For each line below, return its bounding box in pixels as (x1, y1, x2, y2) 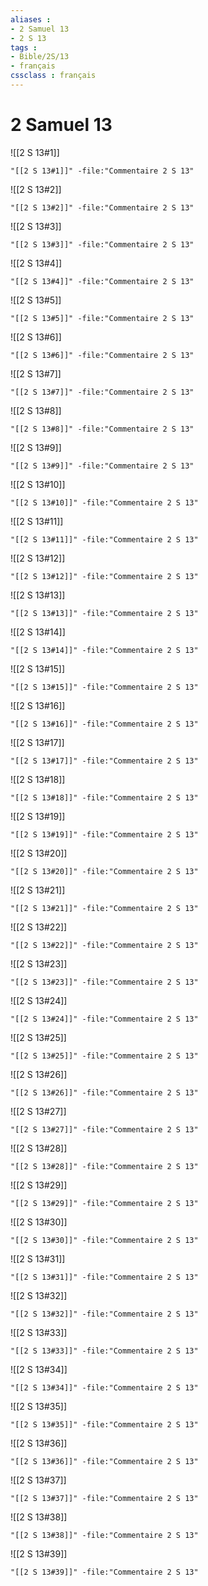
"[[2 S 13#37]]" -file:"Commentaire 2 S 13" (10, 1493, 199, 1503)
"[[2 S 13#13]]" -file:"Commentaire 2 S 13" (10, 608, 199, 618)
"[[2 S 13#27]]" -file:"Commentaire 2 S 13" (10, 1124, 199, 1135)
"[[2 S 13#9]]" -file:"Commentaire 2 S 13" (10, 461, 195, 471)
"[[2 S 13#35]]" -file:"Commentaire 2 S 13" (10, 1419, 199, 1430)
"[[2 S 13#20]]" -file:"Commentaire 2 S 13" (10, 866, 199, 876)
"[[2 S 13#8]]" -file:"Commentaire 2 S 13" (10, 424, 195, 434)
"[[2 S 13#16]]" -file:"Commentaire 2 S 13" (10, 719, 199, 729)
